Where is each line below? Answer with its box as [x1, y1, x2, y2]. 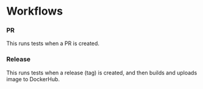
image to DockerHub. [6, 75, 60, 83]
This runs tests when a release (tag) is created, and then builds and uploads [6, 69, 198, 76]
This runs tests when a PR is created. [6, 40, 99, 47]
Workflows [6, 4, 63, 18]
